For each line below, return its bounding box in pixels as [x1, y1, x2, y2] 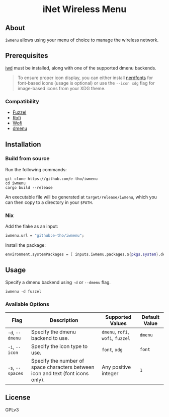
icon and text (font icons [31, 370, 89, 377]
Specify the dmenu [31, 328, 76, 335]
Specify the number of [31, 357, 84, 364]
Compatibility [5, 98, 39, 105]
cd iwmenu [5, 180, 26, 186]
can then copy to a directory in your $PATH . [5, 199, 93, 205]
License [5, 393, 31, 402]
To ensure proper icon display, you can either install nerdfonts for [17, 75, 153, 81]
